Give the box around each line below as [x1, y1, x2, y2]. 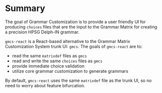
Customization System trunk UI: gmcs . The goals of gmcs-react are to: [5, 43, 143, 49]
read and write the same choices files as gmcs [12, 58, 103, 64]
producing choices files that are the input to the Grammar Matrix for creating [5, 24, 158, 29]
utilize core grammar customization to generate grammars [12, 68, 129, 74]
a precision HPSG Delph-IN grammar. [5, 29, 80, 35]
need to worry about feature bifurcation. [5, 82, 85, 88]
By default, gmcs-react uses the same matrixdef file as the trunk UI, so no [5, 78, 152, 83]
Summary [5, 3, 45, 14]
